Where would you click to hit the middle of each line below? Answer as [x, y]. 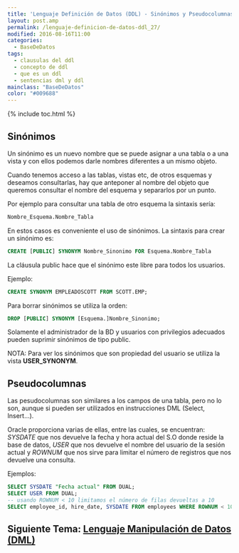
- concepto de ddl [41, 67]
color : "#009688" [33, 93]
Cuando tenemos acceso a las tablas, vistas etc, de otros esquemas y [110, 175]
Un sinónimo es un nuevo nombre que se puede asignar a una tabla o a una [118, 153]
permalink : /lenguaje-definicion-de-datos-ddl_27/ [84, 27]
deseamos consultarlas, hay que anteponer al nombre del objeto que [108, 182]
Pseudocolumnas [47, 384]
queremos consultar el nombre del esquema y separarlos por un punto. [112, 190]
